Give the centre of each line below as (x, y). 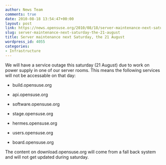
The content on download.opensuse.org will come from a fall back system (81, 152)
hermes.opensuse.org (35, 123)
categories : (17, 46)
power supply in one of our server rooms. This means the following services (83, 70)
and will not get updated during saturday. (47, 157)
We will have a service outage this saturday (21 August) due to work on (77, 65)
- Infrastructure (23, 51)
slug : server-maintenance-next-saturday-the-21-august (63, 33)
